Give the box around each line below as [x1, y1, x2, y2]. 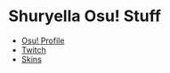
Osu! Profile [20, 35, 65, 46]
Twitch [20, 44, 46, 55]
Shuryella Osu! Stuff [8, 6, 162, 26]
